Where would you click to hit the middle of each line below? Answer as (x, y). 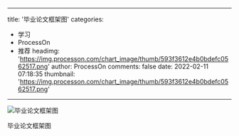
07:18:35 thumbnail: (47, 74)
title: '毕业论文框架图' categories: (56, 19)
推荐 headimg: (39, 51)
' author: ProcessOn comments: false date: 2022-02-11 (128, 66)
